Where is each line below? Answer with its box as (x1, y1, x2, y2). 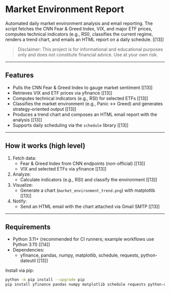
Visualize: (12, 182, 33, 188)
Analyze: (12, 171, 31, 177)
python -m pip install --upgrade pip (5, 277, 85, 282)
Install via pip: (5, 267, 34, 274)
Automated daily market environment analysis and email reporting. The (5, 20, 153, 26)
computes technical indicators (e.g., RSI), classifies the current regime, (5, 31, 153, 37)
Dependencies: (12, 247, 45, 253)
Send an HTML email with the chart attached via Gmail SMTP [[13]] (20, 203, 160, 210)
